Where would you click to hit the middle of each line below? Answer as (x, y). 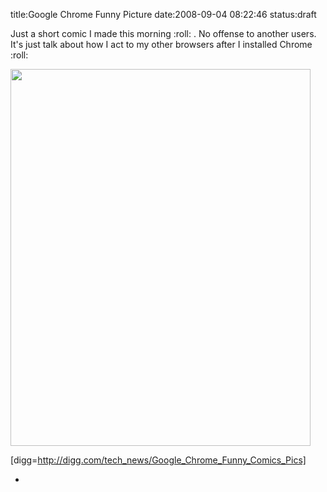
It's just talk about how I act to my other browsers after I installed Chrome (161, 44)
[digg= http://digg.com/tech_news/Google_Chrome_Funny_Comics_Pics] (158, 460)
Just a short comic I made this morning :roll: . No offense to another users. (163, 33)
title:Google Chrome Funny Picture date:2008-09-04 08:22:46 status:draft (163, 14)
